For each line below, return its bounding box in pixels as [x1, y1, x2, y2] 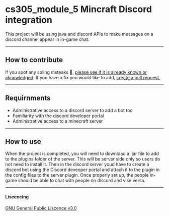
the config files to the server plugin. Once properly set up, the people [5, 172, 149, 178]
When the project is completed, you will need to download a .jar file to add [5, 150, 159, 157]
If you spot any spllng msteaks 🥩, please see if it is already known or [5, 69, 147, 75]
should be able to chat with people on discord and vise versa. [18, 178, 146, 184]
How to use [5, 137, 41, 146]
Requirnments [5, 94, 51, 102]
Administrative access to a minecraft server [12, 118, 103, 124]
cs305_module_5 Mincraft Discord [5, 4, 152, 15]
